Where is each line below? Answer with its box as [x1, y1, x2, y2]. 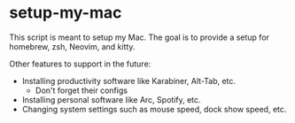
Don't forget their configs [35, 85, 128, 96]
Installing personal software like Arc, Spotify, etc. [21, 94, 201, 104]
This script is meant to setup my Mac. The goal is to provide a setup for [9, 32, 270, 42]
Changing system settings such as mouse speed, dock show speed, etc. [21, 104, 287, 114]
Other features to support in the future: [9, 58, 151, 69]
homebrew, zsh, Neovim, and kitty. [9, 41, 136, 51]
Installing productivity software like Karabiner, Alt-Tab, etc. [21, 75, 237, 86]
